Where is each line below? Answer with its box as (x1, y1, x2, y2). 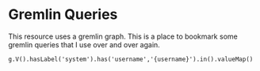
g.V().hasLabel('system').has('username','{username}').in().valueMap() (8, 55, 254, 63)
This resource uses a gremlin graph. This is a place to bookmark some (8, 32, 238, 41)
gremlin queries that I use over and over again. (8, 39, 160, 49)
